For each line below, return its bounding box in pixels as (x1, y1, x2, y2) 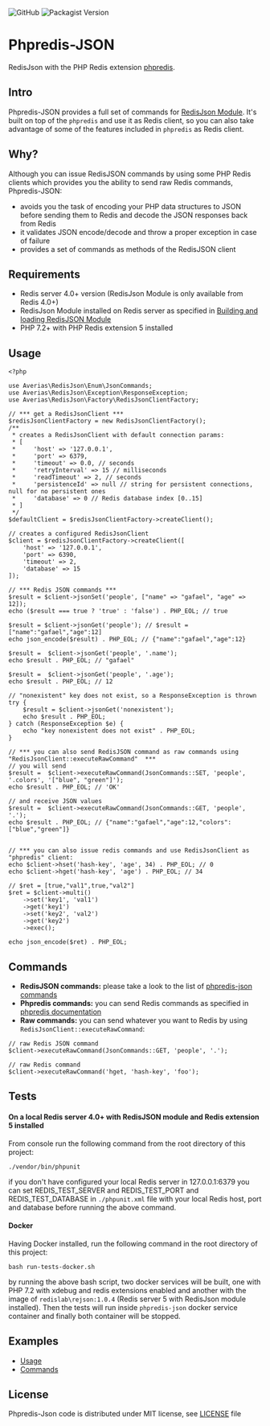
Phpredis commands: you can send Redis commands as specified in (19, 999, 249, 1008)
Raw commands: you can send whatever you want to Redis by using (19, 1016, 247, 1025)
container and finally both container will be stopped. (8, 1311, 181, 1321)
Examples (8, 1334, 59, 1348)
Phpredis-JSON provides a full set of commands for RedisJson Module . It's (8, 107, 257, 117)
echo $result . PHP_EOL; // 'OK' (8, 783, 121, 792)
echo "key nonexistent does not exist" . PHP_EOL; (22, 727, 196, 736)
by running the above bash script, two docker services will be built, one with (8, 1276, 261, 1287)
